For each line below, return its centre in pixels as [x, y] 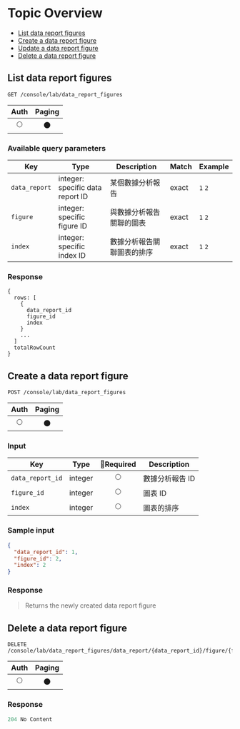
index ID [72, 256]
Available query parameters [56, 148]
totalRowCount [35, 348]
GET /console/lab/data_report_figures [65, 94]
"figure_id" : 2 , [38, 558]
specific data [80, 188]
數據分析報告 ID [169, 478]
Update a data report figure [58, 48]
